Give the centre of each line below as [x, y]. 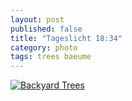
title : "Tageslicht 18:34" [66, 38]
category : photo [44, 47]
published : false [46, 29]
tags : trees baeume [51, 57]
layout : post [37, 19]
